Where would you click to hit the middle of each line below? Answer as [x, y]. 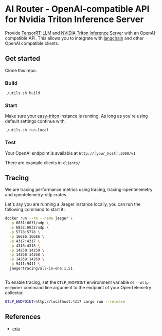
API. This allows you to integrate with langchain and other [86, 38]
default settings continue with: [36, 121]
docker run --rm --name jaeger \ [39, 218]
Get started [23, 59]
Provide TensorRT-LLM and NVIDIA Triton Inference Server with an [72, 33]
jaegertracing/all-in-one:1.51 [41, 269]
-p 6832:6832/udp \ [29, 228]
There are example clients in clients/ [43, 163]
